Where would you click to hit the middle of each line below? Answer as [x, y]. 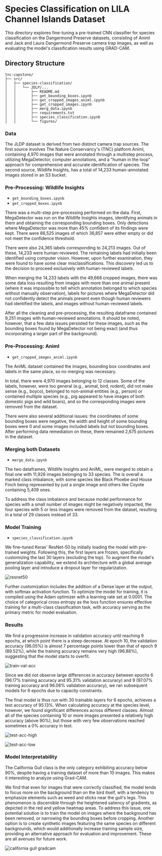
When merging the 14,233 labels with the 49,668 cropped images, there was [81, 278]
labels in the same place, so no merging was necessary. [61, 371]
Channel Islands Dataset [55, 19]
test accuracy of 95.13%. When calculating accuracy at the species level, [78, 705]
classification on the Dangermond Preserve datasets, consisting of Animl [78, 38]
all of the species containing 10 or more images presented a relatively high [79, 715]
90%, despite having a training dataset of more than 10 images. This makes [80, 773]
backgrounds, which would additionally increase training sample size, [74, 828]
